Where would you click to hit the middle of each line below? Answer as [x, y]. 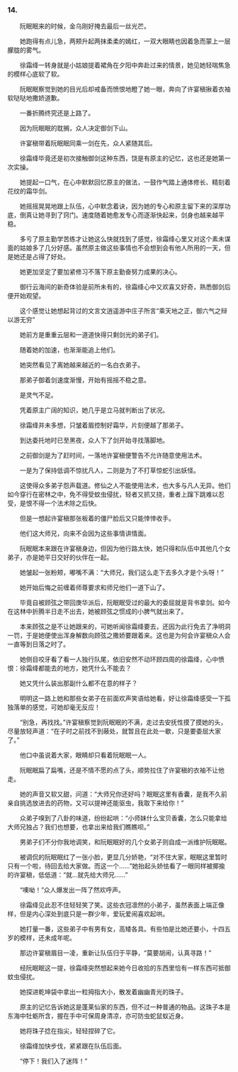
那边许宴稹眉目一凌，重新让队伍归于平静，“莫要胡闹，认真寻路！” [115, 953]
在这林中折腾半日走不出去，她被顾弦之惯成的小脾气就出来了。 [97, 612]
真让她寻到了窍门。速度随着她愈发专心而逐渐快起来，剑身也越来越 [122, 215]
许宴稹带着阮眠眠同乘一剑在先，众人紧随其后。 [88, 143]
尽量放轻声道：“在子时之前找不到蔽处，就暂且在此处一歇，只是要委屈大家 [114, 731]
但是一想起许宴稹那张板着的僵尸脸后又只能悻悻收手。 [97, 519]
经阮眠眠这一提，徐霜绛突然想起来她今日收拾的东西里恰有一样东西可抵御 [125, 968]
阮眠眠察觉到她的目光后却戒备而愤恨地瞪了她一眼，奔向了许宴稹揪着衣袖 [125, 89]
